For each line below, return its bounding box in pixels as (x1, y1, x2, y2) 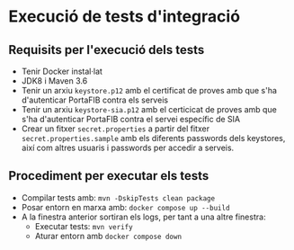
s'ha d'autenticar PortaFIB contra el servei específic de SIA (21, 114, 240, 124)
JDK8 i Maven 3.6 (21, 76, 88, 86)
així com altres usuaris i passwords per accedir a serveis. (21, 142, 235, 153)
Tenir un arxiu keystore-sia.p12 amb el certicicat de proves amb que (21, 104, 278, 114)
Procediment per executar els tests (8, 168, 209, 183)
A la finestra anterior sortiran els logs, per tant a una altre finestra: (21, 211, 266, 222)
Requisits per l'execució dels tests (8, 42, 205, 58)
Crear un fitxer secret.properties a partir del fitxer (21, 123, 210, 134)
